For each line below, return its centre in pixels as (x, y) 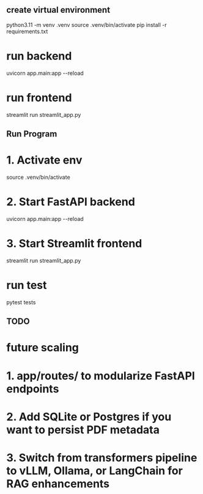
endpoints (33, 389)
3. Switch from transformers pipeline (102, 458)
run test (27, 286)
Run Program (32, 134)
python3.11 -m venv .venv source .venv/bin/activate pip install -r (87, 24)
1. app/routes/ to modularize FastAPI (101, 376)
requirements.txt (27, 31)
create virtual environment (58, 10)
